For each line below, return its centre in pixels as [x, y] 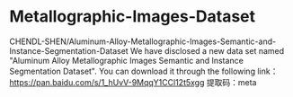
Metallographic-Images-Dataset [133, 17]
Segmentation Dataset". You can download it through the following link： [144, 71]
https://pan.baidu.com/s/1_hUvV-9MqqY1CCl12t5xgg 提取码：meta [133, 82]
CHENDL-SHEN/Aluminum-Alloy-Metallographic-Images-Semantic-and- [143, 41]
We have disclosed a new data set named [207, 50]
